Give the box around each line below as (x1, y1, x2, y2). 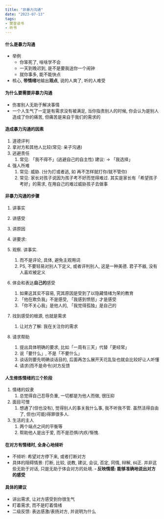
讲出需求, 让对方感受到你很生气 (12, 496, 75, 502)
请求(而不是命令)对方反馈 (19, 362, 70, 368)
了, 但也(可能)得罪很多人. (19, 411, 70, 417)
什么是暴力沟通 (5, 41, 35, 47)
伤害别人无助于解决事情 (12, 102, 60, 108)
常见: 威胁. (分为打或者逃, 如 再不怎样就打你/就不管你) (19, 168, 127, 174)
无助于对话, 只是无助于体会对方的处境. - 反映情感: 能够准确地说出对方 (16, 466, 156, 472)
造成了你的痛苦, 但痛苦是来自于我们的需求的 (12, 114, 101, 120)
